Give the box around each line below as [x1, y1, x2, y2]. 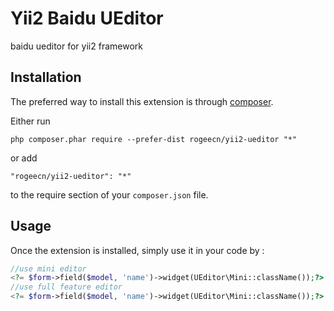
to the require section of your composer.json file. [10, 188, 209, 201]
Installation [10, 69, 82, 86]
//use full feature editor [10, 282, 123, 292]
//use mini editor [10, 263, 87, 274]
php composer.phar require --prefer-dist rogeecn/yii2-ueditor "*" [10, 134, 298, 144]
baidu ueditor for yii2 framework [10, 40, 143, 52]
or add [10, 152, 38, 164]
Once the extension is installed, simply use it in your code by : [10, 244, 265, 256]
